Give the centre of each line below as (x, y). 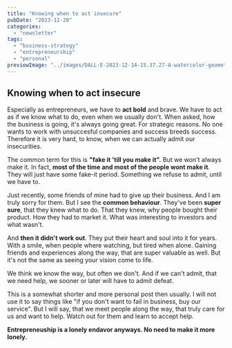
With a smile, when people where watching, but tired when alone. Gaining (112, 246)
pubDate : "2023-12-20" (40, 20)
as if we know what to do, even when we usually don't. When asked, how (111, 117)
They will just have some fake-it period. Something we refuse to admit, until (115, 174)
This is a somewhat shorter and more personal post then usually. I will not (112, 294)
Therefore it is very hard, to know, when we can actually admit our (101, 139)
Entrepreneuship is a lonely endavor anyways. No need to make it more (111, 330)
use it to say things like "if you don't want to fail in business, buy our (104, 302)
